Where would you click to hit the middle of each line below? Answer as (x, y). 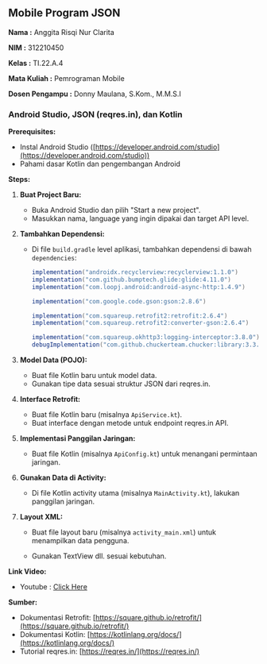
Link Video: (27, 572)
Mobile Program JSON (64, 13)
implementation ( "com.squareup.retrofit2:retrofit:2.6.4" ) (130, 316)
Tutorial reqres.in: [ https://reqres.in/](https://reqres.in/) (110, 651)
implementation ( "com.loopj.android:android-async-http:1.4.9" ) (139, 287)
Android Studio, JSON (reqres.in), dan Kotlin (95, 114)
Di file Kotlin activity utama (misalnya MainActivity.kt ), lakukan (135, 493)
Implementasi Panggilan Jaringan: (77, 438)
